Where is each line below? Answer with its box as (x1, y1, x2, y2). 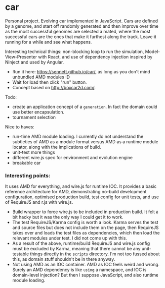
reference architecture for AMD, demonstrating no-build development (5, 189, 147, 195)
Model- (145, 49, 160, 55)
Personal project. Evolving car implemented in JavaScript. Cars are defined (5, 18, 158, 24)
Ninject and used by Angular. (5, 59, 64, 65)
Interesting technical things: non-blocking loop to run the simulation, (5, 49, 144, 55)
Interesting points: (5, 172, 50, 179)
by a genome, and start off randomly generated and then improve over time (5, 23, 159, 29)
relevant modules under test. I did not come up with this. (12, 235, 127, 241)
